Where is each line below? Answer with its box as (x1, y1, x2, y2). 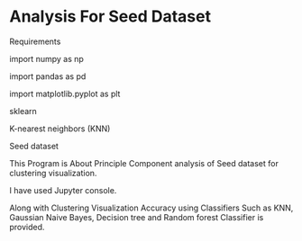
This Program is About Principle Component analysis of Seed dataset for (9, 157, 279, 168)
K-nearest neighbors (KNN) (9, 123, 111, 134)
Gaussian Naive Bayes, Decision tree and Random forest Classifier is (9, 211, 264, 222)
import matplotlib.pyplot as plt (9, 88, 121, 99)
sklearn (9, 105, 38, 116)
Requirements (9, 36, 61, 47)
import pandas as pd (9, 70, 87, 82)
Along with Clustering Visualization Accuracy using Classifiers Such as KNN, (9, 202, 294, 213)
